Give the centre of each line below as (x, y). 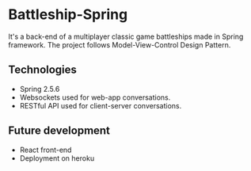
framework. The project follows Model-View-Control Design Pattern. (120, 44)
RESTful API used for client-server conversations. (101, 105)
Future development (59, 131)
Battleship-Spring (68, 15)
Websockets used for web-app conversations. (95, 97)
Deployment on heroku (57, 158)
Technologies (43, 70)
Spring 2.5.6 (40, 89)
